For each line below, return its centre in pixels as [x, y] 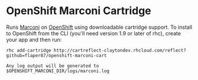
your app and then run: [34, 39]
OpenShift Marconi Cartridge [79, 11]
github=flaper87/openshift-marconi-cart [57, 55]
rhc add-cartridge [29, 50]
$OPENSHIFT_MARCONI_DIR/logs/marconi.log [58, 71]
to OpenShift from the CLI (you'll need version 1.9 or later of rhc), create [94, 33]
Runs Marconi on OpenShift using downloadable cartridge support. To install [99, 27]
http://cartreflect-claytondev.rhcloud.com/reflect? [120, 50]
